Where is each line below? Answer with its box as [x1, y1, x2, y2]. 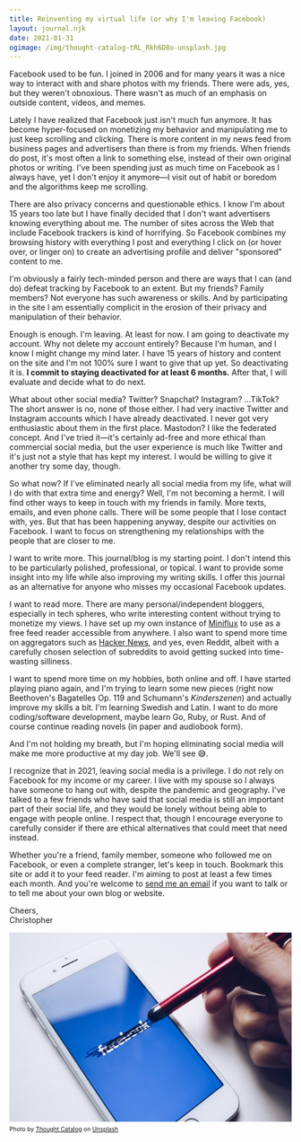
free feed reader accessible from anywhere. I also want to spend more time [9, 628, 288, 638]
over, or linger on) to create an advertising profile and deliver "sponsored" [9, 247, 282, 258]
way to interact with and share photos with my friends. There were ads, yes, [9, 78, 289, 89]
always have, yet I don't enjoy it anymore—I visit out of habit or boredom [9, 171, 278, 183]
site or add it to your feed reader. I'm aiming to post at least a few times [9, 869, 272, 880]
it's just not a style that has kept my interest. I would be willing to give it [9, 452, 272, 462]
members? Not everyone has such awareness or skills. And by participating [9, 293, 288, 303]
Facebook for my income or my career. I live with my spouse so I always [9, 775, 275, 786]
